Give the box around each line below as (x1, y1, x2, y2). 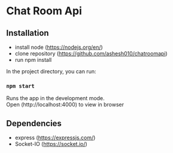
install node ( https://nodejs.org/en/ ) (14, 43, 103, 51)
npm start (6, 82, 35, 89)
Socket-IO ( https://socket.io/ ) (14, 140, 88, 148)
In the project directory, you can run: (6, 68, 96, 75)
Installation (6, 28, 49, 38)
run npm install (14, 57, 52, 63)
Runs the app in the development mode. (6, 95, 105, 102)
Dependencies (6, 118, 62, 129)
